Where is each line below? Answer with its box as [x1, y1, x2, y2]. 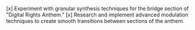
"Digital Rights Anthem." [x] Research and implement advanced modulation [6, 11, 189, 18]
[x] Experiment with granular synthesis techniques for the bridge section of [6, 5, 189, 12]
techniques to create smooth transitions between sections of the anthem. [6, 18, 185, 24]
